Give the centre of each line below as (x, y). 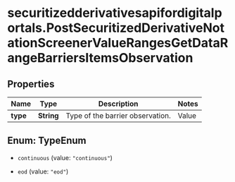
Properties (31, 84)
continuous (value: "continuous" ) (65, 157)
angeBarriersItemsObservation (100, 58)
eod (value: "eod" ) (43, 171)
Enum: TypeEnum (47, 141)
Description (118, 104)
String (48, 116)
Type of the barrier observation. (118, 116)
